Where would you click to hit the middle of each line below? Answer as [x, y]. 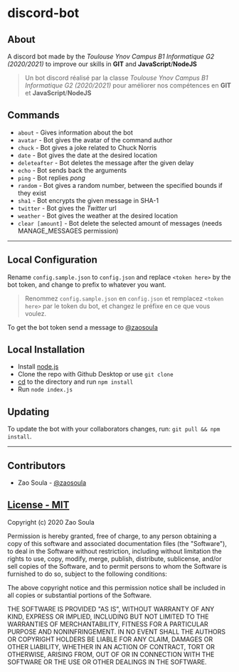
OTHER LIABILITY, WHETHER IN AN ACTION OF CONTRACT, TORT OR [111, 646]
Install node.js [38, 367]
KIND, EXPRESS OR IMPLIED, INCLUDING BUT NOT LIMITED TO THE [108, 616]
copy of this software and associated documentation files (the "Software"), [117, 543]
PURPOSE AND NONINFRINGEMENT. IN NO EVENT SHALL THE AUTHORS [117, 631]
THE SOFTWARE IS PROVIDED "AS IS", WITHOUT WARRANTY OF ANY [111, 609]
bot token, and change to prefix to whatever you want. [87, 284]
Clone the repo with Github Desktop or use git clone [95, 374]
